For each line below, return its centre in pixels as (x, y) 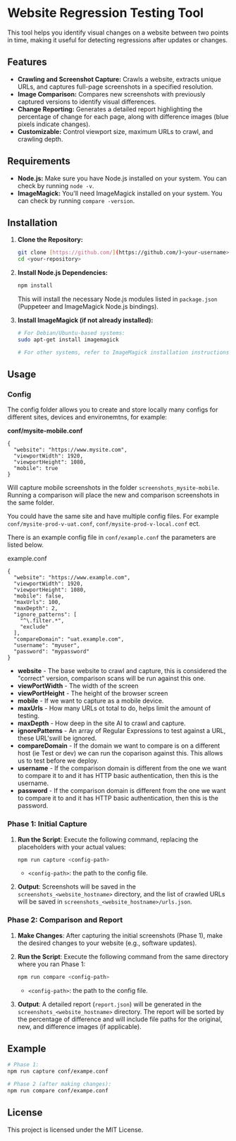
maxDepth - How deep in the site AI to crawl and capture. (101, 723)
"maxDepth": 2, (36, 609)
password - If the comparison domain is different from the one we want (122, 791)
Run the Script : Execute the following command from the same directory (123, 956)
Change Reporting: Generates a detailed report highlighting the (110, 109)
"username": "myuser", (47, 646)
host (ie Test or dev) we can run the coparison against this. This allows (120, 753)
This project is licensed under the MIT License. (75, 1130)
